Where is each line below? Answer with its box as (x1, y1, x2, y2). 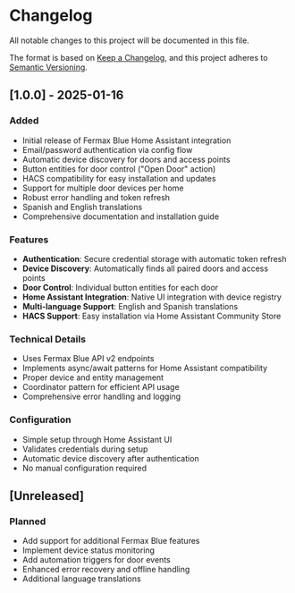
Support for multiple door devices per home (21, 182, 184, 193)
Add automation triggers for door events (21, 555, 172, 565)
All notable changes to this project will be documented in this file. (9, 35, 250, 46)
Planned (9, 515, 46, 528)
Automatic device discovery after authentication (21, 453, 199, 463)
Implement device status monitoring (21, 545, 155, 555)
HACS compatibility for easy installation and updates (21, 173, 216, 183)
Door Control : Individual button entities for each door (21, 282, 219, 292)
